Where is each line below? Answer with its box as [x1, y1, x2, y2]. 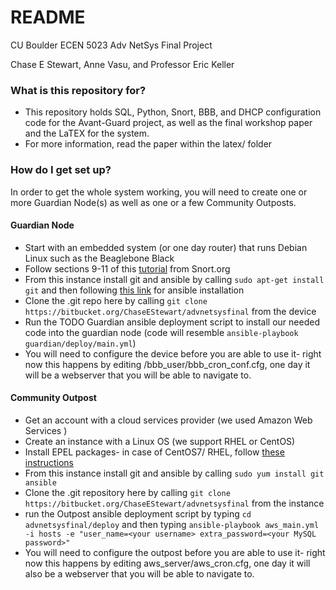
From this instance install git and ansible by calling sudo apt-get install [24, 273, 325, 285]
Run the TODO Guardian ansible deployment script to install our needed [24, 316, 320, 328]
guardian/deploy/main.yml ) [24, 337, 137, 349]
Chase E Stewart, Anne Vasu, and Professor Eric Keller [10, 58, 235, 70]
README [10, 6, 86, 29]
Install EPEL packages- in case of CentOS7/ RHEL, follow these [24, 446, 285, 458]
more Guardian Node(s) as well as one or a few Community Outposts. [10, 196, 297, 208]
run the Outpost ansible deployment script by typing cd [24, 507, 252, 520]
